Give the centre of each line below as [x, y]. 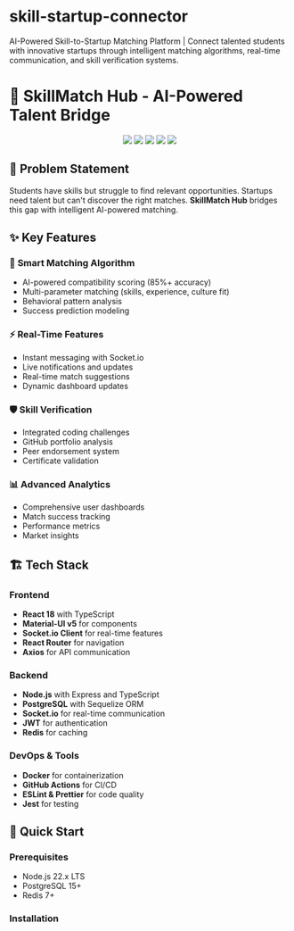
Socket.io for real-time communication [94, 714]
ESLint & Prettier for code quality [83, 794]
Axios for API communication [76, 652]
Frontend [29, 594]
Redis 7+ [38, 895]
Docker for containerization [73, 775]
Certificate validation [61, 461]
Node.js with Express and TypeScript [90, 694]
